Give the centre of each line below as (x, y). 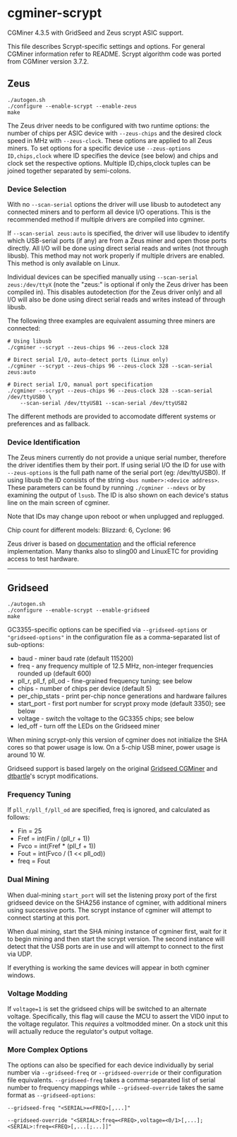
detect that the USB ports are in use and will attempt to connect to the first (115, 946)
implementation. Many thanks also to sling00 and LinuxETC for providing (113, 552)
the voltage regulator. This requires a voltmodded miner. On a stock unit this (117, 1024)
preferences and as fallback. (49, 424)
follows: (19, 817)
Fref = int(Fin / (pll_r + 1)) (54, 839)
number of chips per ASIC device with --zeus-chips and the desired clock (115, 133)
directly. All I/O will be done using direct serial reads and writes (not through (118, 248)
